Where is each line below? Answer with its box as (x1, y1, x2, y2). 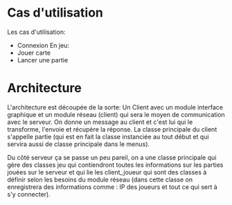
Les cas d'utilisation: (7, 28, 66, 36)
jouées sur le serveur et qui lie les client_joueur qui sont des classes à (7, 168, 207, 176)
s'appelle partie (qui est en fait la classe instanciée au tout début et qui (7, 132, 209, 141)
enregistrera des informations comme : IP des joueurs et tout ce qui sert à (7, 182, 218, 191)
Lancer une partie (17, 55, 69, 64)
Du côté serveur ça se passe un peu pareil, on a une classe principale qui (7, 153, 217, 161)
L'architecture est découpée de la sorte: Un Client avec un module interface (7, 102, 224, 112)
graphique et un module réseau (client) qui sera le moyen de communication (7, 110, 225, 118)
